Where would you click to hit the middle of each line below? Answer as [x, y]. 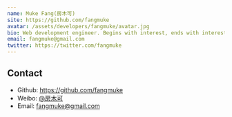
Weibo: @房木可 [40, 98]
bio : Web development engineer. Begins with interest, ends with [103, 33]
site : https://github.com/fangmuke [58, 20]
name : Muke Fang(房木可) [41, 13]
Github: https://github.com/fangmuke [70, 89]
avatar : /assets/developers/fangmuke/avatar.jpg [78, 26]
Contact [25, 73]
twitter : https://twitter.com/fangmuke [65, 45]
